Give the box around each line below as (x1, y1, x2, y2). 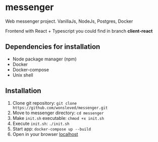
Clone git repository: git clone (12, 100, 77, 106)
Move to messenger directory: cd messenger (12, 110, 104, 116)
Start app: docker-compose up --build (12, 125, 91, 132)
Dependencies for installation (5, 42, 100, 51)
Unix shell (12, 72, 34, 78)
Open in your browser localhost (12, 131, 78, 137)
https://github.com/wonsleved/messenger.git (12, 105, 108, 110)
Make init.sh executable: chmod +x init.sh (12, 115, 104, 121)
